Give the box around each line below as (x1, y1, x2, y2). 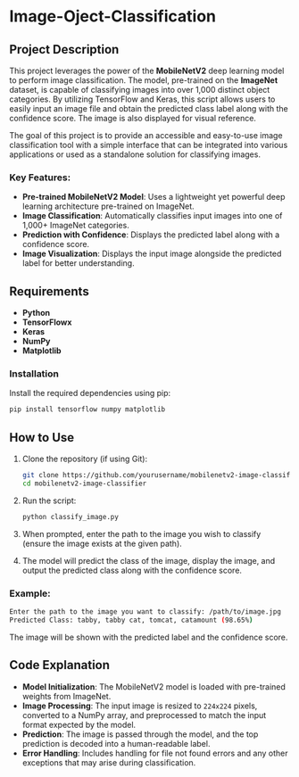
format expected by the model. (21, 719, 137, 730)
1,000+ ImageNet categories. (21, 220, 129, 231)
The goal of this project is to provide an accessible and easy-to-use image (9, 130, 283, 140)
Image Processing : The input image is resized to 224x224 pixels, (21, 700, 258, 711)
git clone (21, 471, 60, 480)
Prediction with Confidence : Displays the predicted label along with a (21, 229, 280, 240)
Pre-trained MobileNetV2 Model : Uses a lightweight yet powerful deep (21, 192, 286, 203)
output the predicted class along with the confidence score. (21, 565, 243, 575)
